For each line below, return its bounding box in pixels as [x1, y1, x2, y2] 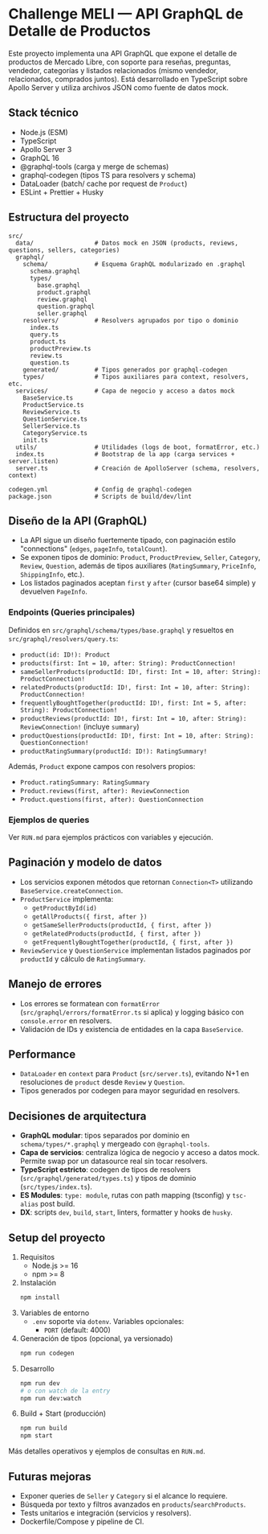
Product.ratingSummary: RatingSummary [19, 778, 150, 787]
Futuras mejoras [8, 1470, 92, 1483]
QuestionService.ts [22, 415, 88, 423]
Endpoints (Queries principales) [8, 607, 136, 618]
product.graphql [37, 288, 91, 296]
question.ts [29, 359, 70, 367]
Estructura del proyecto [8, 211, 130, 224]
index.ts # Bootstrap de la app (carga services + [15, 450, 235, 459]
